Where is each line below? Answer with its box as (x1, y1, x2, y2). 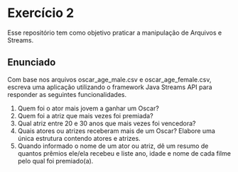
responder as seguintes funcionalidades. (7, 90, 126, 98)
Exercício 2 (7, 5, 75, 21)
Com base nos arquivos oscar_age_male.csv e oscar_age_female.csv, (7, 75, 212, 84)
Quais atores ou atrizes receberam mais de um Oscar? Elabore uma (17, 126, 215, 135)
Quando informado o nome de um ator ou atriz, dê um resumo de (17, 142, 209, 150)
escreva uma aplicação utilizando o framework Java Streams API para (7, 83, 212, 91)
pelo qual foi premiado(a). (17, 156, 94, 165)
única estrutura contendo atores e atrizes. (17, 134, 141, 142)
